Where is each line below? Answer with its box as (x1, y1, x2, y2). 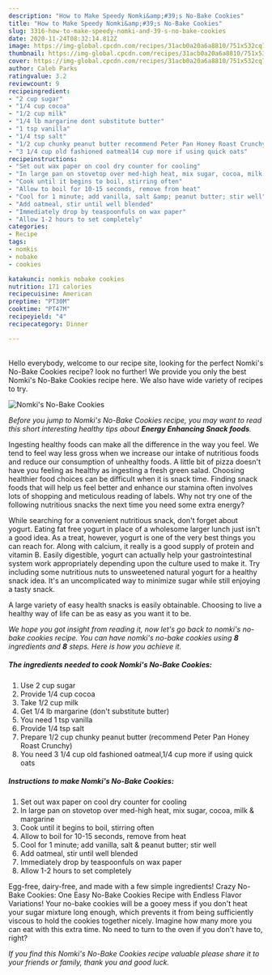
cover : (8, 57, 31, 66)
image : (8, 42, 31, 50)
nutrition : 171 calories (8, 283, 92, 291)
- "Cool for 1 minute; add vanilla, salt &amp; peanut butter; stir (8, 192, 244, 201)
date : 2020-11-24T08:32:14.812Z (8, 34, 117, 43)
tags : (8, 238, 27, 246)
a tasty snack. (8, 584, 55, 594)
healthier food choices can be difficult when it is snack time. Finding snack (8, 474, 257, 483)
